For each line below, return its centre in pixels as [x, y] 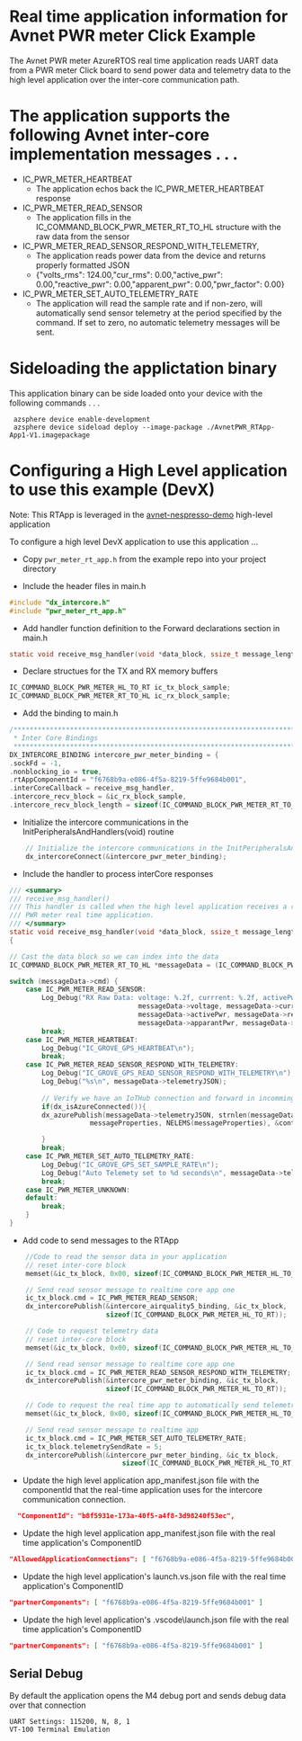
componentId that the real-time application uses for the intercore [142, 1490]
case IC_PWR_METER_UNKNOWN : [78, 1190]
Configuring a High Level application [148, 470]
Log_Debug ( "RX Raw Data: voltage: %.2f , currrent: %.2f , [150, 998]
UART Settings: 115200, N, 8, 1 [70, 1721]
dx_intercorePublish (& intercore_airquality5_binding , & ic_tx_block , [156, 1307]
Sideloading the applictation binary [143, 368]
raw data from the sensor [83, 237]
